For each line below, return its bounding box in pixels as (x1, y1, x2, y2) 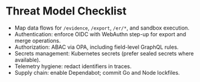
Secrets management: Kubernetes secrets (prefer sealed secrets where (14, 49, 194, 57)
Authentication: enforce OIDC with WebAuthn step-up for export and (14, 30, 187, 37)
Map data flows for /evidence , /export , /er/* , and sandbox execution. (14, 24, 190, 31)
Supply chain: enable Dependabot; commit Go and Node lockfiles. (14, 69, 180, 76)
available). (14, 56, 41, 63)
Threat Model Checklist (5, 4, 127, 18)
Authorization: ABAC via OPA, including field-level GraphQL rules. (14, 43, 179, 51)
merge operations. (14, 37, 61, 44)
